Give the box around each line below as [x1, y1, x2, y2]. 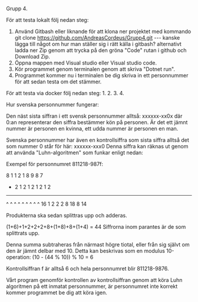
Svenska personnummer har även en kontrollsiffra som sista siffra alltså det [6, 137, 190, 144]
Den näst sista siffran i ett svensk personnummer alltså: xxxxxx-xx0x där [6, 112, 183, 119]
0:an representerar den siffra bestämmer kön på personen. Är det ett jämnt [6, 119, 188, 126]
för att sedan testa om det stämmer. [14, 78, 102, 85]
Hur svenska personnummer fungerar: [6, 101, 99, 108]
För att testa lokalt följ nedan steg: [6, 17, 89, 23]
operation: [6, 254, 31, 261]
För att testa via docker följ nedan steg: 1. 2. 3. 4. [6, 90, 125, 96]
